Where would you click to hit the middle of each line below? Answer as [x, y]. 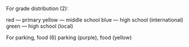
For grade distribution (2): [37, 9]
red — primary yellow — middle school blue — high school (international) [95, 20]
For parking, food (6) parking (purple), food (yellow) [69, 37]
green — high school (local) [40, 26]
